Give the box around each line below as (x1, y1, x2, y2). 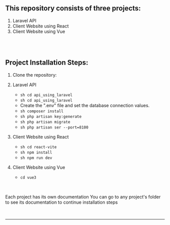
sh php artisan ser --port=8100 (20, 124, 89, 130)
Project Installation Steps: (5, 58, 89, 67)
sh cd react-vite (20, 144, 57, 149)
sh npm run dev (20, 155, 52, 160)
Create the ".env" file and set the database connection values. (20, 102, 150, 108)
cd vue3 (20, 175, 36, 180)
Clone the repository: (12, 72, 57, 78)
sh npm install (20, 150, 52, 155)
